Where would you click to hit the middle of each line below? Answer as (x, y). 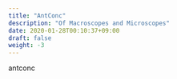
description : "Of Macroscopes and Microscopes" (89, 23)
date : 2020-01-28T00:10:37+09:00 (64, 30)
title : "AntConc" (37, 16)
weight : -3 (26, 45)
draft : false (30, 38)
